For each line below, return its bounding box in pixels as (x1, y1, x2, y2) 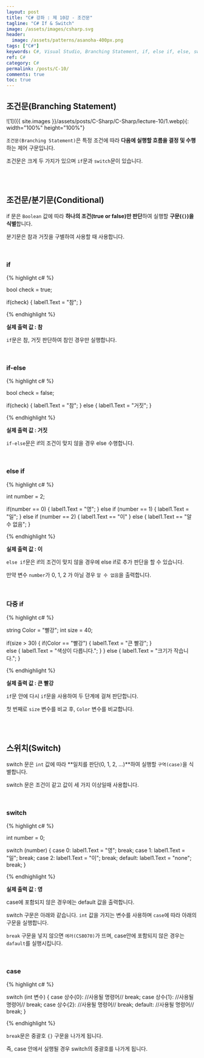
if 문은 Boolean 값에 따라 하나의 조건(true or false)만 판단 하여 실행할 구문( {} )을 (6, 212, 194, 219)
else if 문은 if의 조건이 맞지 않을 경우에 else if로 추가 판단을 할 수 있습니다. (6, 558, 184, 566)
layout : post (6, 9, 39, 15)
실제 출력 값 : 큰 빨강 (6, 679, 54, 686)
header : (6, 32, 26, 38)
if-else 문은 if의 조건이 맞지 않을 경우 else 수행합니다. (6, 439, 135, 447)
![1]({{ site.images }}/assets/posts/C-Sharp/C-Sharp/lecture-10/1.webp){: (6, 117, 189, 125)
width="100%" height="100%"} (6, 124, 85, 131)
